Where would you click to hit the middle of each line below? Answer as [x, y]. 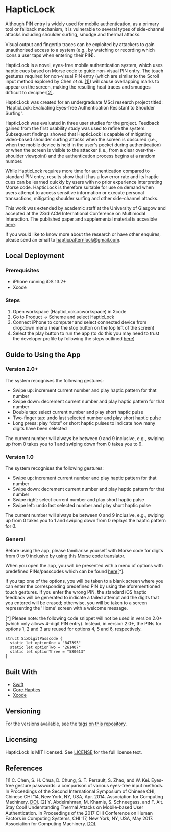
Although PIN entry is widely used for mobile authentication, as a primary [82, 24]
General [15, 539]
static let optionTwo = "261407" [45, 648]
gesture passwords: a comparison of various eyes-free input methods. [89, 786]
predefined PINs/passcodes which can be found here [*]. [65, 571]
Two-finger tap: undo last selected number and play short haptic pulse [87, 418]
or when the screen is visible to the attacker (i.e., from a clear [70, 150]
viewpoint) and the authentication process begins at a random [90, 156]
